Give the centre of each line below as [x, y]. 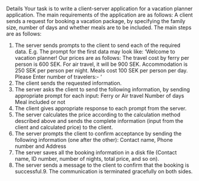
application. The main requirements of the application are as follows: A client [99, 15]
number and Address [40, 146]
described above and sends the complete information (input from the [99, 121]
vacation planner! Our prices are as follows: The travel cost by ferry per [102, 58]
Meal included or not [40, 102]
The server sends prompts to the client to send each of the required [97, 45]
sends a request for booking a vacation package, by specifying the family [96, 21]
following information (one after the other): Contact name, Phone [94, 140]
